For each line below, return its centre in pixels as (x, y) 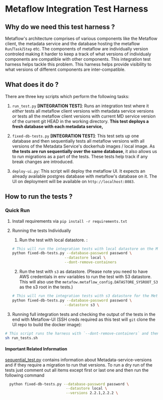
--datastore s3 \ (82, 305)
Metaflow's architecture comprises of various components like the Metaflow (81, 38)
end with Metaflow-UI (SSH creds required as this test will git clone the (84, 319)
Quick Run (17, 211)
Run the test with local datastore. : (53, 240)
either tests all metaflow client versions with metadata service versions (83, 111)
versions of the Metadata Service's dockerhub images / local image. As (83, 146)
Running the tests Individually (41, 230)
